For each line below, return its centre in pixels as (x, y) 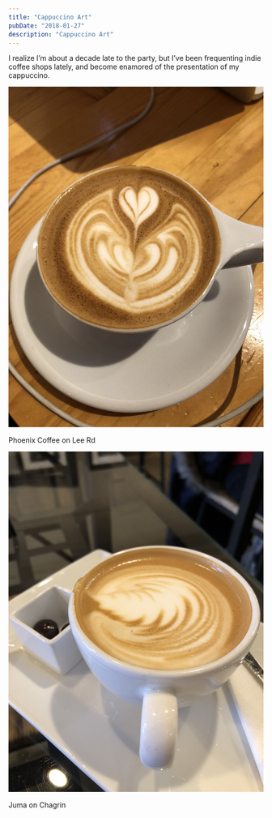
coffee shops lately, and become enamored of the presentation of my (124, 67)
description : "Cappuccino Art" (61, 34)
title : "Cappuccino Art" (50, 17)
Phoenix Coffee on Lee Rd (52, 440)
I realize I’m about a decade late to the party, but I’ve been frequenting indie (135, 58)
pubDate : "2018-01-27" (47, 26)
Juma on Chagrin (37, 805)
